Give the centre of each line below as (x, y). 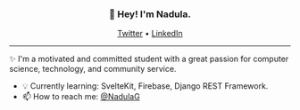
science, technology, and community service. (93, 69)
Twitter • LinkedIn (150, 34)
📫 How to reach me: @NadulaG (81, 97)
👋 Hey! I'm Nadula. (150, 14)
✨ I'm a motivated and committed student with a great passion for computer (149, 59)
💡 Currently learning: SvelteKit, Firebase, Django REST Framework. (145, 86)
